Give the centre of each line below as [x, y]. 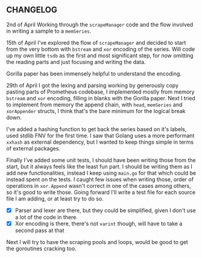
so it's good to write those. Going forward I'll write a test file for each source [101, 192]
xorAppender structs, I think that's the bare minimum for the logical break [96, 111]
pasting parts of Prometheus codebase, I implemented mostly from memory [100, 92]
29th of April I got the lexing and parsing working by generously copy [93, 85]
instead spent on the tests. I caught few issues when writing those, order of [100, 179]
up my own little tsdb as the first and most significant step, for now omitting [100, 55]
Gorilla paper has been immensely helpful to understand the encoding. [94, 73]
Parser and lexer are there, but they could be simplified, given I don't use [105, 210]
